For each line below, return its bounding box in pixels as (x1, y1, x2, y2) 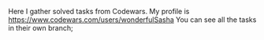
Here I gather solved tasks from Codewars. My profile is (8, 7, 190, 16)
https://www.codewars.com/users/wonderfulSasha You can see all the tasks (8, 15, 257, 24)
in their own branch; (8, 24, 73, 32)
